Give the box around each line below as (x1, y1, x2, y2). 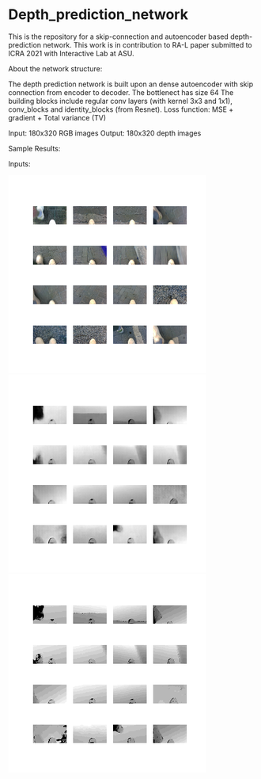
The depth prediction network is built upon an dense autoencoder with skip (8, 79, 254, 89)
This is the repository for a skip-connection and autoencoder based (8, 32, 229, 41)
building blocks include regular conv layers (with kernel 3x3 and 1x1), (8, 96, 233, 105)
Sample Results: (8, 143, 61, 153)
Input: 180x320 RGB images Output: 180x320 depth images (8, 128, 202, 138)
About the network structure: (8, 63, 103, 73)
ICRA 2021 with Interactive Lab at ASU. (8, 48, 134, 58)
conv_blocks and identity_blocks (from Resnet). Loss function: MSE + (8, 105, 234, 114)
